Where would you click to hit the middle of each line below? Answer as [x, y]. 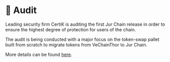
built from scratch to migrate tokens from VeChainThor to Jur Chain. [76, 44]
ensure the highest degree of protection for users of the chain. [71, 29]
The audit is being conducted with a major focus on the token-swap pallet [82, 39]
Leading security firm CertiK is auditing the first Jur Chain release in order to [85, 24]
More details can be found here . [39, 54]
